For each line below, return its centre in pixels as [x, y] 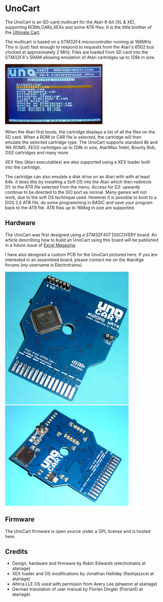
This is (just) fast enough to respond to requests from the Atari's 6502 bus [80, 47]
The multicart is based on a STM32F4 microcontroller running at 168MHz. [79, 41]
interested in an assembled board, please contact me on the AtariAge [75, 260]
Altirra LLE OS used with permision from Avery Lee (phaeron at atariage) [85, 584]
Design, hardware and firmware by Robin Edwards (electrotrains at [79, 564]
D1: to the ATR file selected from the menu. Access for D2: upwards [72, 187]
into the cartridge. [23, 167]
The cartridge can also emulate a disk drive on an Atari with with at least [77, 176]
